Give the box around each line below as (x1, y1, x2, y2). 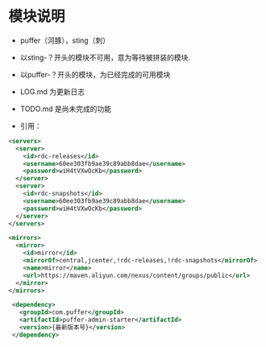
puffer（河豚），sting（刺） (19, 35, 110, 45)
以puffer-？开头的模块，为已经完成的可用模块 (19, 69, 171, 79)
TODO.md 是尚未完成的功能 (19, 104, 112, 114)
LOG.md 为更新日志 (19, 86, 85, 97)
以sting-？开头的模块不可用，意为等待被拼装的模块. (19, 52, 191, 62)
